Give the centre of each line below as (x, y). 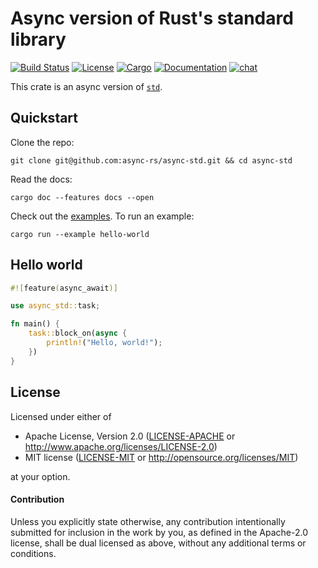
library (38, 39)
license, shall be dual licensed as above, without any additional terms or (158, 543)
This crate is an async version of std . (86, 86)
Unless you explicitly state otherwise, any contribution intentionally (148, 521)
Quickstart (44, 118)
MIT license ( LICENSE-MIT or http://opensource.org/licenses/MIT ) (161, 457)
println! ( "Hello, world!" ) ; (104, 343)
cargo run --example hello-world (80, 234)
